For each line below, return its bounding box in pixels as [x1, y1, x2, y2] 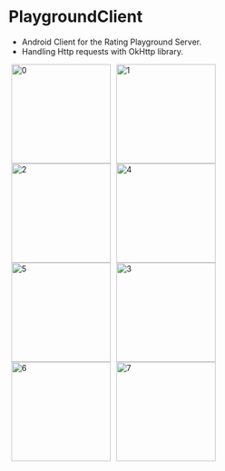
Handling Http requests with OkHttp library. [21, 45, 183, 56]
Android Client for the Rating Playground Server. [21, 36, 201, 47]
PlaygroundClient [8, 6, 143, 27]
